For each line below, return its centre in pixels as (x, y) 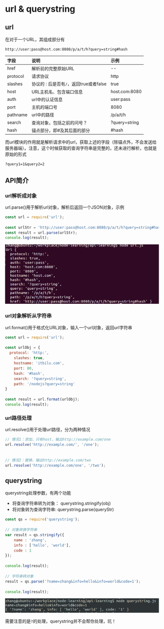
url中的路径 (43, 115)
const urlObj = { (23, 348)
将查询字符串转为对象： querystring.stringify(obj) (61, 504)
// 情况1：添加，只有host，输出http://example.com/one (58, 439)
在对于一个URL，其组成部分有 (35, 39)
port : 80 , (24, 368)
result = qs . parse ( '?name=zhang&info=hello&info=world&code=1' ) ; (73, 581)
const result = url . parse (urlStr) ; (41, 233)
